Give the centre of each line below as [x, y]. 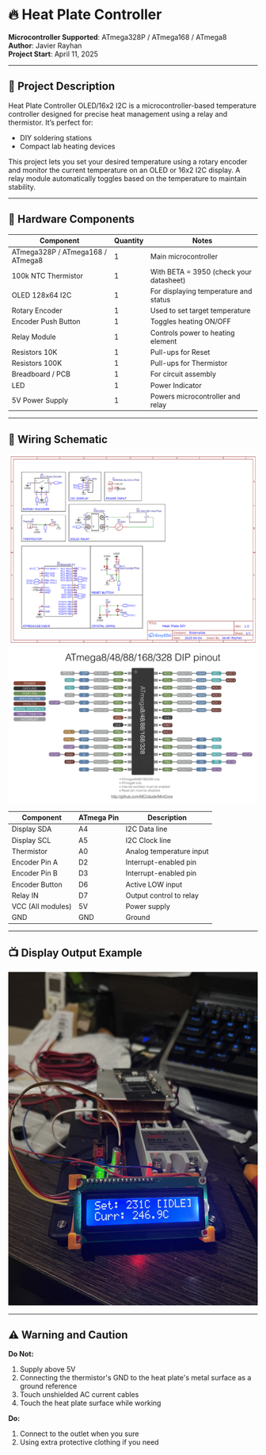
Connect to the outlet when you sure [79, 1434]
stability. [22, 187]
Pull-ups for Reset [180, 352]
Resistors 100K [37, 364]
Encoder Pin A [34, 862]
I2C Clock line [148, 840]
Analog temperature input [167, 851]
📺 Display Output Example [75, 953]
